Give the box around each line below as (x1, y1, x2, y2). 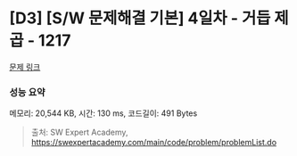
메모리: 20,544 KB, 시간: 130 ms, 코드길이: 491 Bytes (9, 108, 198, 119)
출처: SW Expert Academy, (30, 127, 128, 138)
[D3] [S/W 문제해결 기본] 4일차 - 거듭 (9, 8, 271, 29)
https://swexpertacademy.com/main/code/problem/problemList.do (30, 137, 277, 148)
